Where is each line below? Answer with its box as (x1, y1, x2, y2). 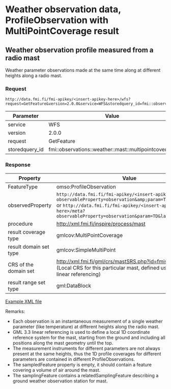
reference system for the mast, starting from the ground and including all (12, 334, 165, 341)
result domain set (8, 243, 49, 250)
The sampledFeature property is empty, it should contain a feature (12, 361, 152, 368)
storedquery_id (8, 146, 44, 153)
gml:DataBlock (56, 282, 92, 289)
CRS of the (8, 261, 34, 268)
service (8, 121, 26, 128)
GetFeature (48, 138, 75, 145)
